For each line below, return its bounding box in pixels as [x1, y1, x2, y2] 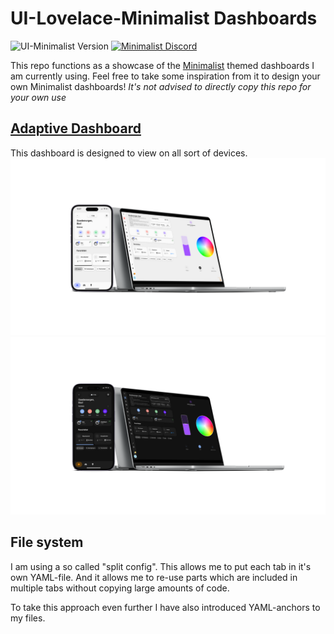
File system [10, 534, 84, 551]
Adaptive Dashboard [10, 120, 142, 137]
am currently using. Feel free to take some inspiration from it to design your [10, 70, 321, 82]
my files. [10, 612, 46, 624]
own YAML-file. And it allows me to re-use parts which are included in [10, 571, 298, 583]
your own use [10, 91, 67, 103]
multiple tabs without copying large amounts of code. [10, 582, 230, 594]
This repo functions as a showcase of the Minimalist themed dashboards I [10, 59, 315, 71]
